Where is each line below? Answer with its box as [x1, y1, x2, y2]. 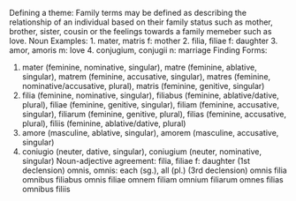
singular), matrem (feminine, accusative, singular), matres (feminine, [21, 71, 271, 82]
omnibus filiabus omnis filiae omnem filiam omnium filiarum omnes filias [21, 175, 285, 184]
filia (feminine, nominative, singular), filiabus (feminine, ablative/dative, [21, 90, 280, 100]
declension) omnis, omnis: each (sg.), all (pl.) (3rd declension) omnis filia [21, 165, 287, 175]
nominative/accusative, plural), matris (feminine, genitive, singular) [21, 81, 265, 91]
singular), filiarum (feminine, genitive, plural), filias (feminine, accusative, [21, 109, 287, 119]
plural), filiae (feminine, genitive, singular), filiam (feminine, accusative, [21, 100, 280, 109]
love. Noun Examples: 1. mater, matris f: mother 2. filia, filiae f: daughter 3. [9, 35, 278, 46]
